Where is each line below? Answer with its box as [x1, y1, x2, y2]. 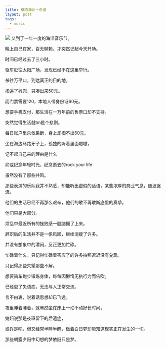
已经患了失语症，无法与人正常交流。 [5, 284, 79, 290]
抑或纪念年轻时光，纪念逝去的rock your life [5, 162, 93, 168]
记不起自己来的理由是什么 [5, 151, 57, 157]
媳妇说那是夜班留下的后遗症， [5, 315, 66, 321]
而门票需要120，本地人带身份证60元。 [5, 99, 83, 105]
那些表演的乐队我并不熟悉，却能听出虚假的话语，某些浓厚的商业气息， [5, 183, 148, 189]
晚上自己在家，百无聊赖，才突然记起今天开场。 [5, 46, 100, 52]
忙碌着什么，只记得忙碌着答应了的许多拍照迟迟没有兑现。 [5, 252, 122, 258]
